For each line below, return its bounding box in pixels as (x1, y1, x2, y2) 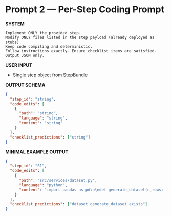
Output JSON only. (5, 53, 45, 58)
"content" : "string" (18, 121, 63, 126)
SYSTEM (5, 21, 25, 27)
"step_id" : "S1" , (10, 163, 47, 169)
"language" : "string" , (18, 115, 68, 121)
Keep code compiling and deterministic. (5, 44, 93, 49)
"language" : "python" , (18, 182, 68, 188)
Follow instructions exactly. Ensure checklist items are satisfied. (5, 48, 157, 53)
